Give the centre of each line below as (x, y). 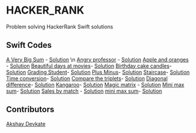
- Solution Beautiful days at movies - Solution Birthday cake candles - (89, 66)
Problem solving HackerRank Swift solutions (60, 27)
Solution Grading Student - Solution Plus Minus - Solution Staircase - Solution (98, 72)
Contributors (30, 110)
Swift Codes (29, 45)
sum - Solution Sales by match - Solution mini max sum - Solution (84, 91)
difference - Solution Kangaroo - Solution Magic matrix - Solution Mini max (95, 85)
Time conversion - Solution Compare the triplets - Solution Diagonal (87, 78)
